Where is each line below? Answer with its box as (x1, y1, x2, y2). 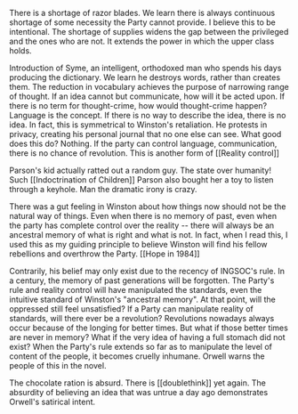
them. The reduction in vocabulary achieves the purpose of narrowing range (9, 82, 289, 92)
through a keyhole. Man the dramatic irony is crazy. (9, 184, 197, 194)
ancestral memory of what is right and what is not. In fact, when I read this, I (9, 230, 288, 239)
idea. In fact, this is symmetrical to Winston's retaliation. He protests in (9, 119, 268, 130)
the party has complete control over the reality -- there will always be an (9, 220, 275, 231)
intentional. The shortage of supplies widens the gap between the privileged (9, 27, 289, 37)
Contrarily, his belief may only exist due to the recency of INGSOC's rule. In (9, 266, 285, 276)
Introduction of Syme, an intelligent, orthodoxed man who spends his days (9, 62, 282, 73)
